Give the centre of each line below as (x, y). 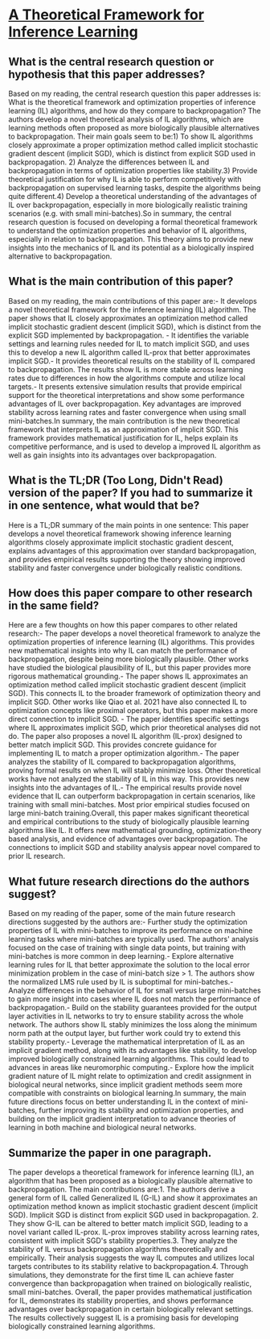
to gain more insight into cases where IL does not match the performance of (134, 999)
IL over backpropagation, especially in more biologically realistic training (128, 205)
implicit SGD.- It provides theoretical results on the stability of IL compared (132, 361)
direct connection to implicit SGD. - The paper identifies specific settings (129, 719)
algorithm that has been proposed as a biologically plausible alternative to (131, 1181)
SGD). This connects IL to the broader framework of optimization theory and (135, 694)
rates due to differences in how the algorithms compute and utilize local (127, 378)
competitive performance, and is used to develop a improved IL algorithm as (135, 446)
